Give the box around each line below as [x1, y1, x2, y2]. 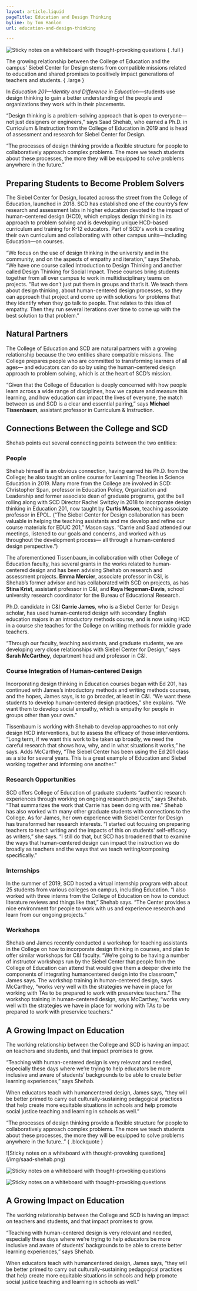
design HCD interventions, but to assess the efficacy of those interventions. [6, 730, 190, 737]
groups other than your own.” [6, 712, 78, 719]
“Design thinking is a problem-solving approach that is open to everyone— [6, 112, 187, 119]
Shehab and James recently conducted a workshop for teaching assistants [6, 939, 188, 946]
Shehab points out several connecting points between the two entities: [6, 439, 177, 446]
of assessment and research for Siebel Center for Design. [6, 131, 146, 138]
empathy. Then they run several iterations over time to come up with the [6, 306, 181, 313]
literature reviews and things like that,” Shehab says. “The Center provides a [6, 898, 191, 906]
